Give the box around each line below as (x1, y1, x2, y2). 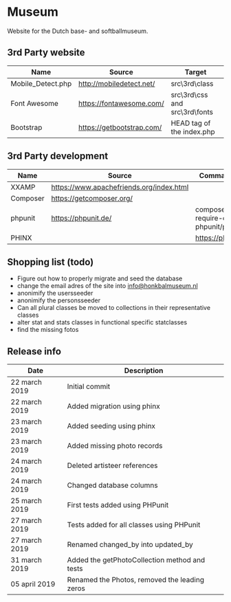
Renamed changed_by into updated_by (67, 540, 194, 550)
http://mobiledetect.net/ (78, 78, 155, 88)
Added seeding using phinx (67, 421, 156, 431)
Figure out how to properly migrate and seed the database (16, 274, 183, 282)
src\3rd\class (170, 78, 214, 88)
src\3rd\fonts (170, 107, 213, 117)
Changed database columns (67, 480, 158, 490)
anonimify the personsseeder (16, 296, 101, 304)
